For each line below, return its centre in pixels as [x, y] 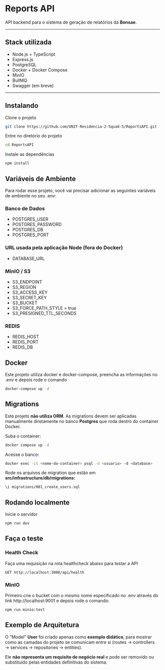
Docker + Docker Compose [40, 70]
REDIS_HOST [26, 337]
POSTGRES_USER [30, 219]
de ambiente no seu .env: [31, 196]
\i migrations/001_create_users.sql [42, 487]
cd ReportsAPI [20, 145]
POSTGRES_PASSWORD [37, 224]
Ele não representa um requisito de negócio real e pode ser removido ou [80, 657]
